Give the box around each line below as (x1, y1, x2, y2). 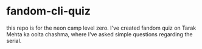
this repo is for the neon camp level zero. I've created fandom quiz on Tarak (6, 24, 197, 31)
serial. (6, 37, 22, 44)
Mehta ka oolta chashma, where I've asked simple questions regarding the (6, 30, 193, 38)
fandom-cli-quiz (6, 4, 91, 18)
